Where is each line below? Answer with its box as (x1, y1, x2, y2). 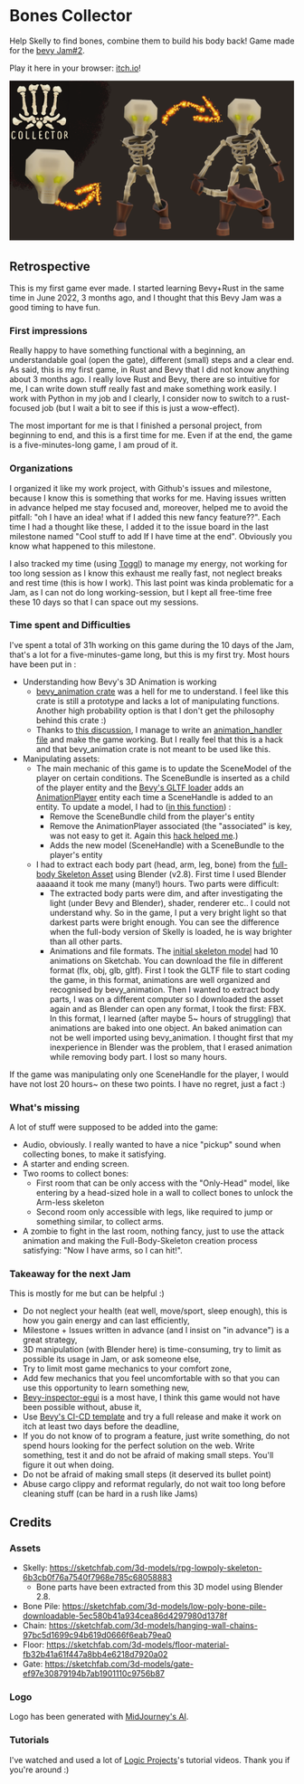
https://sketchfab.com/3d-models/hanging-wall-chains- (48, 1620, 258, 1631)
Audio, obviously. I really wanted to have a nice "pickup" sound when (22, 1140, 281, 1150)
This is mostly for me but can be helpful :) (9, 1288, 165, 1299)
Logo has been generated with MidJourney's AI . (9, 1712, 189, 1722)
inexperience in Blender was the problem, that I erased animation (49, 1042, 292, 1053)
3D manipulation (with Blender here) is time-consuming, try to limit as (22, 1344, 282, 1355)
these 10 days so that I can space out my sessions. (9, 596, 199, 607)
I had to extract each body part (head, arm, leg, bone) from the (35, 859, 271, 870)
